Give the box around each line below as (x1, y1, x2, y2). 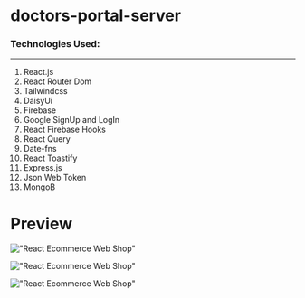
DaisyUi (23, 96, 53, 107)
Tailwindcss (23, 86, 68, 97)
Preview (10, 213, 73, 234)
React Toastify (23, 153, 78, 163)
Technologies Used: (10, 38, 100, 51)
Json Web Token (23, 172, 87, 183)
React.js (23, 67, 54, 78)
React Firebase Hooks (23, 124, 107, 135)
